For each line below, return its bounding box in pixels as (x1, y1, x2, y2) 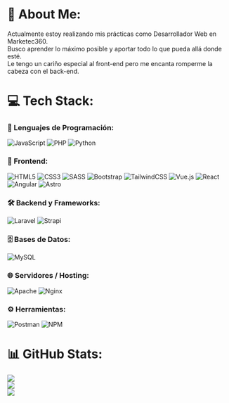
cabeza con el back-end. (7, 67, 79, 75)
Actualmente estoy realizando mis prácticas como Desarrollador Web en (7, 30, 217, 38)
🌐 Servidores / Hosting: (7, 271, 90, 281)
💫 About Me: (7, 6, 81, 23)
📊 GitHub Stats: (7, 346, 103, 362)
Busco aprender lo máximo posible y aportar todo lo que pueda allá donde (7, 44, 223, 53)
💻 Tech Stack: (7, 93, 94, 109)
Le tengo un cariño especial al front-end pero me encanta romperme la (7, 59, 213, 68)
